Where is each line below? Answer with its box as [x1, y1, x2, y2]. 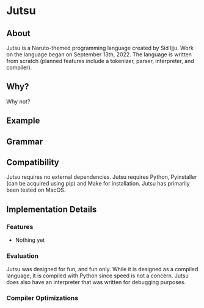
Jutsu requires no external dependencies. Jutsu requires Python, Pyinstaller [6, 173, 197, 181]
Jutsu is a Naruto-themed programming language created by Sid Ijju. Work [6, 44, 194, 51]
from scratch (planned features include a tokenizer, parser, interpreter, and [6, 58, 194, 64]
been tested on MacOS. [6, 186, 66, 193]
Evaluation [6, 252, 38, 260]
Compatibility [6, 157, 59, 167]
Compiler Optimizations [6, 294, 78, 302]
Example [6, 116, 40, 126]
